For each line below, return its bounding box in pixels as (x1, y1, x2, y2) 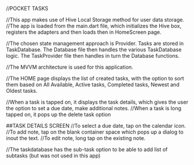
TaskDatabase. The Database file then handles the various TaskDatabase (6, 46, 182, 53)
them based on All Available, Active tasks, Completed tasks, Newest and (6, 81, 179, 88)
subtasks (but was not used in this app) (6, 152, 101, 159)
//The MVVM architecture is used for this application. (6, 64, 133, 71)
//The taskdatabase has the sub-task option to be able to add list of (6, 146, 168, 153)
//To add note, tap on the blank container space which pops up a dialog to (6, 128, 184, 135)
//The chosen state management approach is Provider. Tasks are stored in (6, 40, 184, 47)
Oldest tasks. (6, 87, 38, 94)
